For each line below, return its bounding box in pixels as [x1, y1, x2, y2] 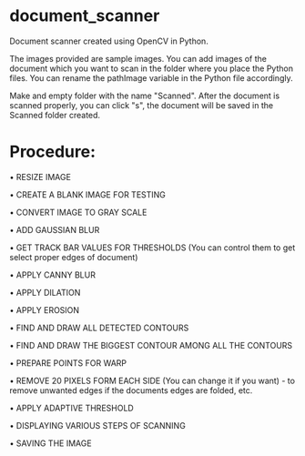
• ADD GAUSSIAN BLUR [9, 224, 100, 235]
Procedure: [9, 142, 97, 162]
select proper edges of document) [9, 251, 138, 262]
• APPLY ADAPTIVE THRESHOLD [9, 402, 134, 413]
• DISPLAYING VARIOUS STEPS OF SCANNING [9, 420, 187, 431]
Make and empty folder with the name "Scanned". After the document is [9, 90, 280, 101]
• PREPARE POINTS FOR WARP [9, 357, 127, 369]
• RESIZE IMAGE [9, 171, 71, 182]
